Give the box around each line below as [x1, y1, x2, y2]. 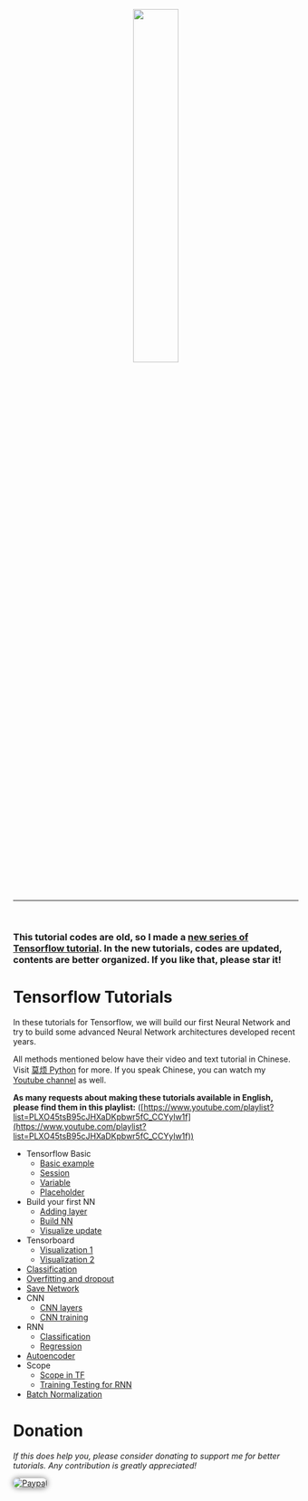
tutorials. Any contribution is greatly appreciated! [13, 1459, 197, 1471]
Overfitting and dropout [25, 1273, 115, 1284]
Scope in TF [39, 1369, 85, 1381]
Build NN [39, 1215, 73, 1227]
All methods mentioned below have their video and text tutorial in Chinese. [13, 1054, 291, 1064]
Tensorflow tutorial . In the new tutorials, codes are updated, [13, 942, 283, 955]
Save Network [25, 1283, 80, 1294]
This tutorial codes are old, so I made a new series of [13, 930, 249, 943]
